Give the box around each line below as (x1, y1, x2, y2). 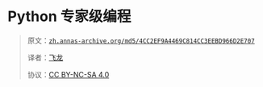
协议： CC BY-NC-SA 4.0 (27, 69, 110, 79)
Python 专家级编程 (7, 7, 131, 26)
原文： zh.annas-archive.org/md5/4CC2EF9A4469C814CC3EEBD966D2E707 (27, 35, 255, 45)
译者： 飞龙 (27, 52, 64, 62)
